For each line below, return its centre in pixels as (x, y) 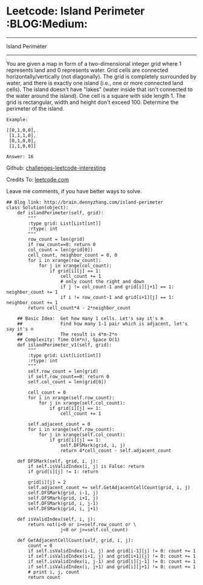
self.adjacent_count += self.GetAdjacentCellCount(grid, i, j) (109, 487)
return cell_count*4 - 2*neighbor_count (79, 308)
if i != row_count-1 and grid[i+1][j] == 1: (117, 297)
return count (44, 577)
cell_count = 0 (47, 392)
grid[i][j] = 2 (47, 482)
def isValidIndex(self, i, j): (56, 519)
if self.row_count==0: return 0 (69, 376)
